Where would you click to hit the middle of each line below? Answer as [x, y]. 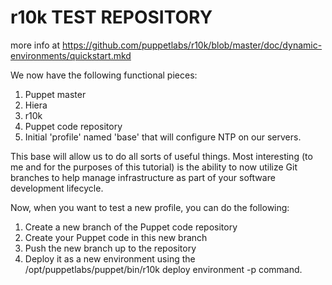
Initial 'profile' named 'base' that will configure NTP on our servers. [163, 137]
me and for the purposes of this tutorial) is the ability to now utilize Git [154, 167]
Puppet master [55, 94]
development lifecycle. [57, 188]
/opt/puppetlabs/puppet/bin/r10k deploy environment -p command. [163, 269]
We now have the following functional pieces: [104, 75]
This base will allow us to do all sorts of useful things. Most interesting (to [161, 156]
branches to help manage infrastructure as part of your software [143, 177]
